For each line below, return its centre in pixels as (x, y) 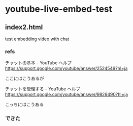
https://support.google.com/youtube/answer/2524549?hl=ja (66, 68)
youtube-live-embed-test (59, 9)
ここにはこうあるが (25, 78)
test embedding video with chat (37, 39)
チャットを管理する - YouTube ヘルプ (43, 89)
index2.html (24, 27)
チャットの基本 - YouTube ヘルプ (38, 63)
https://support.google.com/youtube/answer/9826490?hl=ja (66, 95)
